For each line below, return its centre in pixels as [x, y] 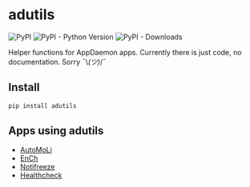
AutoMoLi [36, 150]
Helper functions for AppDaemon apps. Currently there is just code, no [125, 52]
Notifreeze [37, 167]
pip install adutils [43, 105]
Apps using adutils [56, 131]
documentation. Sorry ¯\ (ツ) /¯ [57, 62]
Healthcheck [41, 175]
